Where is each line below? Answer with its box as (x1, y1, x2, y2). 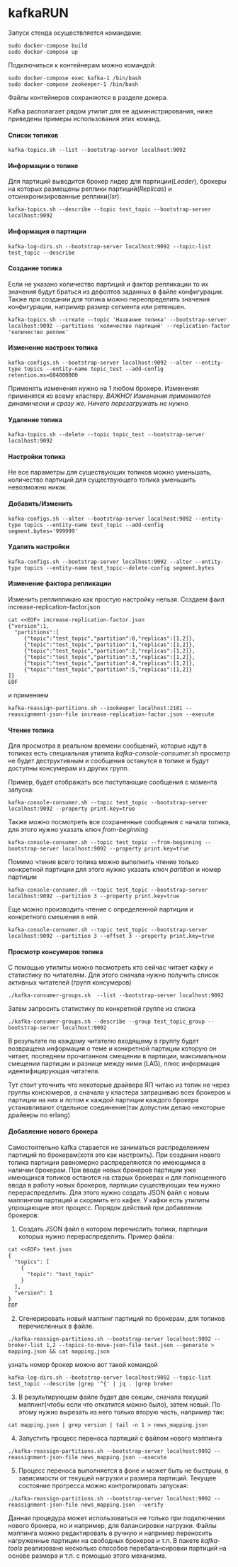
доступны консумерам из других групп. (8, 764, 130, 773)
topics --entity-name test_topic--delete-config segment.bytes (23, 564, 215, 572)
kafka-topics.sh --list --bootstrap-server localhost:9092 (8, 147, 186, 154)
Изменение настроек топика (8, 343, 98, 352)
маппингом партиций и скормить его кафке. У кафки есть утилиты (8, 1195, 210, 1204)
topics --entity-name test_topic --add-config (23, 521, 164, 528)
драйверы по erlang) (8, 1111, 70, 1119)
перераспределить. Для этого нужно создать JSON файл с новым (8, 1188, 210, 1197)
